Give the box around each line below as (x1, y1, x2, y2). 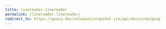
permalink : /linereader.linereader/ (5, 12, 81, 17)
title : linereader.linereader (5, 7, 68, 12)
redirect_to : (5, 16, 32, 21)
